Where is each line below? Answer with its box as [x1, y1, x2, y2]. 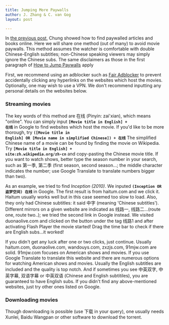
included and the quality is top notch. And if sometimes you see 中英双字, [5, 266, 158, 272]
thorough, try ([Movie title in [5, 129, 70, 135]
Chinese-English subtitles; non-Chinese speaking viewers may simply [5, 51, 150, 57]
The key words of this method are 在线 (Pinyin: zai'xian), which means [5, 112, 151, 119]
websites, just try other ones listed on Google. [5, 283, 101, 290]
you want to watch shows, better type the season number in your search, [5, 156, 157, 162]
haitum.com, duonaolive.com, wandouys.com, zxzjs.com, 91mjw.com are [5, 244, 157, 250]
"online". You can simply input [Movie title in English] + [5, 118, 128, 125]
